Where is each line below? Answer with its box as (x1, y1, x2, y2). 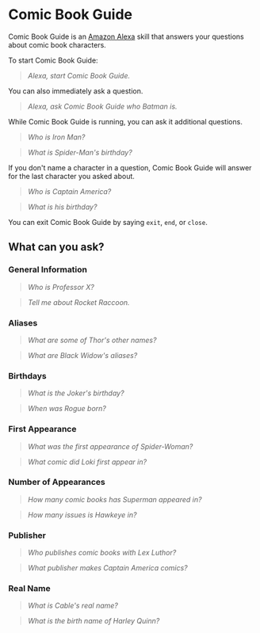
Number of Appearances (8, 477, 105, 488)
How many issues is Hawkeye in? (27, 509, 137, 520)
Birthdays (8, 370, 47, 381)
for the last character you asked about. (8, 171, 135, 181)
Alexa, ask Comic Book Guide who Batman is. (27, 101, 178, 111)
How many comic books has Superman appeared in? (27, 494, 202, 504)
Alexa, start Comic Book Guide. (27, 71, 131, 80)
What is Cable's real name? (27, 601, 119, 611)
